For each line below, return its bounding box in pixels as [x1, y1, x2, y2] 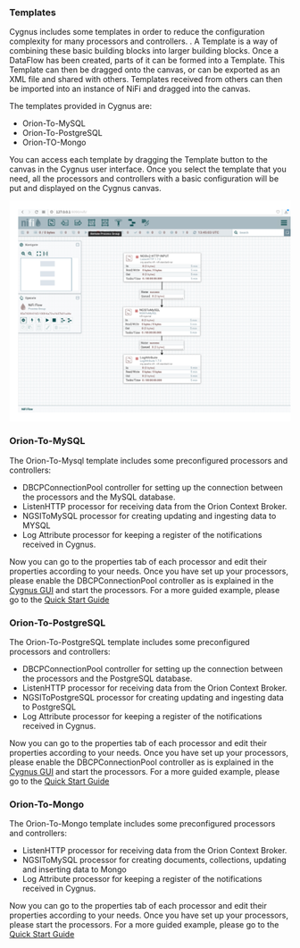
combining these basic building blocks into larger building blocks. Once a [9, 46, 279, 56]
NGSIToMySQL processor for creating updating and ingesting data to [21, 510, 277, 521]
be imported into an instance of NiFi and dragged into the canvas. [9, 83, 252, 95]
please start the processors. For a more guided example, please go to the [9, 919, 279, 930]
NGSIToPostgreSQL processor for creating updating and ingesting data [21, 692, 284, 703]
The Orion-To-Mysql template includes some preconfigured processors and [9, 455, 288, 466]
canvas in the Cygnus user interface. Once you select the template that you [9, 164, 287, 175]
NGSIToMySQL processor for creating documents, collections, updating [21, 855, 287, 866]
